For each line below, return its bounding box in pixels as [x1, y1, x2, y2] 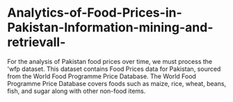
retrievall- [7, 35, 66, 50]
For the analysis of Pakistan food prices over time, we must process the [7, 57, 213, 65]
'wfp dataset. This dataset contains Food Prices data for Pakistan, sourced [7, 65, 221, 73]
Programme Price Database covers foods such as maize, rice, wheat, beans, [7, 79, 227, 87]
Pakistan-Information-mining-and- [7, 19, 214, 35]
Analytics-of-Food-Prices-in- [7, 5, 182, 21]
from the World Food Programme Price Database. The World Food [7, 71, 197, 80]
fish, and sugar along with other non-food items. [7, 87, 146, 95]
